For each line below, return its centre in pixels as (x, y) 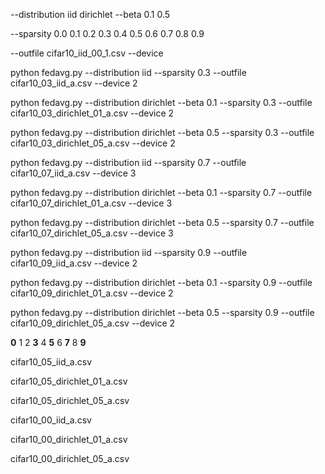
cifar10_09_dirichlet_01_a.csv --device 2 (92, 293)
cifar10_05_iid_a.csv (51, 362)
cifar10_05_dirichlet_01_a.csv (69, 381)
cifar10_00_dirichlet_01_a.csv (69, 439)
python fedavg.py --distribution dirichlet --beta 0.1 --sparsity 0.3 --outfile (161, 102)
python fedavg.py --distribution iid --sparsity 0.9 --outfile (129, 252)
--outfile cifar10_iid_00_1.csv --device (87, 53)
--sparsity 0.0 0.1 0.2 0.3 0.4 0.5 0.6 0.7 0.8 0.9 (107, 33)
